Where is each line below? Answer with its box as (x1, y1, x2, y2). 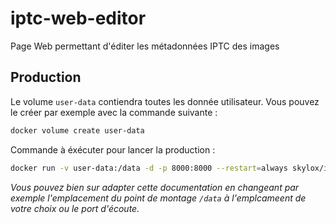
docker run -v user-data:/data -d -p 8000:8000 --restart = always (10, 163, 288, 173)
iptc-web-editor (10, 7, 147, 30)
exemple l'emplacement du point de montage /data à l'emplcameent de (10, 192, 307, 204)
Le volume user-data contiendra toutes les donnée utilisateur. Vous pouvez (10, 95, 320, 107)
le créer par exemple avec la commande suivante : (10, 106, 218, 118)
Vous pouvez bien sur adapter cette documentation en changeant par (10, 181, 300, 193)
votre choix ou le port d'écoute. (10, 202, 140, 214)
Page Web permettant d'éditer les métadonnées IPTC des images (10, 40, 280, 52)
